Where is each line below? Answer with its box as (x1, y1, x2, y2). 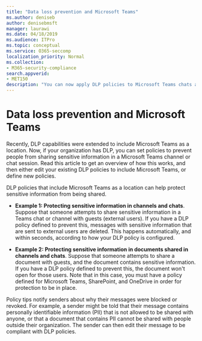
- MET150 (6, 76, 28, 82)
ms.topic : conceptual (6, 43, 61, 49)
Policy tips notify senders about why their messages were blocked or (6, 296, 177, 303)
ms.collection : (6, 59, 44, 65)
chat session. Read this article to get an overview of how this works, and (6, 159, 186, 166)
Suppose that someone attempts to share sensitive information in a (14, 208, 182, 216)
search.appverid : (6, 70, 50, 77)
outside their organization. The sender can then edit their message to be (6, 321, 186, 328)
